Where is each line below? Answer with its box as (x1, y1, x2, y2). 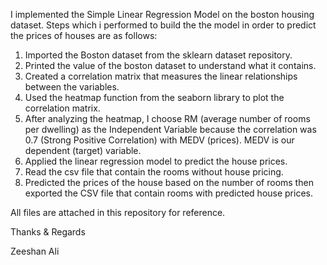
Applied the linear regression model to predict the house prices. (24, 155, 288, 167)
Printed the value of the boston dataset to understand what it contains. (24, 60, 317, 71)
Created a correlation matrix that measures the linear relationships (24, 70, 298, 82)
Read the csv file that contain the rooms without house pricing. (24, 166, 284, 178)
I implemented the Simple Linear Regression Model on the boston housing (10, 9, 315, 20)
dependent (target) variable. (24, 145, 142, 156)
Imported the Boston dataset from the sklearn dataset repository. (24, 49, 293, 61)
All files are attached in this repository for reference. (10, 207, 226, 218)
